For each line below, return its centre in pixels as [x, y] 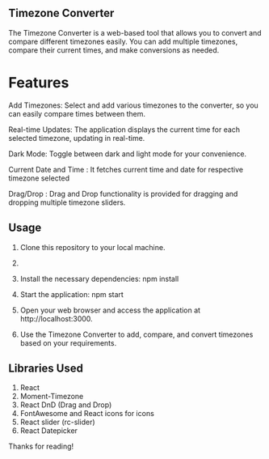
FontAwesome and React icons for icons [87, 414]
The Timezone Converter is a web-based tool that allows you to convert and [135, 32]
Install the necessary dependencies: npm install [99, 278]
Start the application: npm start [71, 294]
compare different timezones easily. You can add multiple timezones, [123, 41]
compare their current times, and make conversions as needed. [114, 50]
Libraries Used [46, 368]
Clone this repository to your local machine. [92, 247]
